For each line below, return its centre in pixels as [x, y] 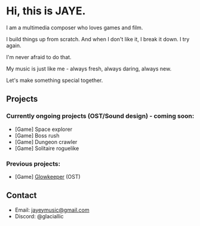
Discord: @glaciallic [39, 216]
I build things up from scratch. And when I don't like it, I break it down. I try [98, 39]
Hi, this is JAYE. [46, 11]
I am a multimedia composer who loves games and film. [75, 28]
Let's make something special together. [55, 80]
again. [14, 45]
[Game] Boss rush [37, 135]
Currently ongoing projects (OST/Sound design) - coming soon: [100, 116]
